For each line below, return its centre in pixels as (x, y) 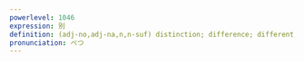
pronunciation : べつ (47, 43)
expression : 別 (37, 26)
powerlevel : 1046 (42, 17)
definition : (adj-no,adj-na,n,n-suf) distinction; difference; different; (154, 34)
